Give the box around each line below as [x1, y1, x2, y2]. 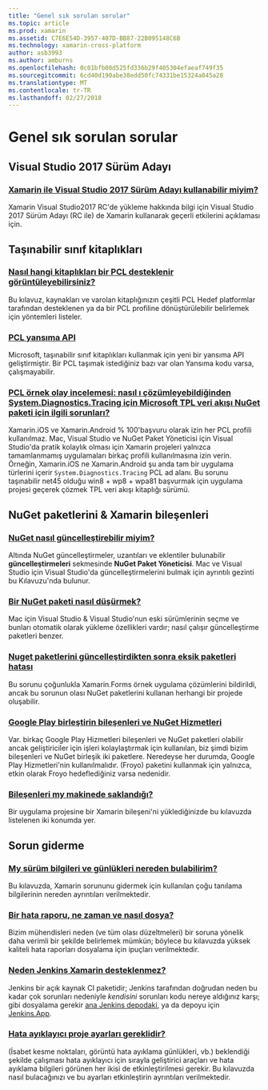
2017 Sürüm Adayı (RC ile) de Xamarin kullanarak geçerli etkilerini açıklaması [8, 211, 261, 220]
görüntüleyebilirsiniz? [8, 277, 96, 288]
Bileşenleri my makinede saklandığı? [8, 789, 154, 800]
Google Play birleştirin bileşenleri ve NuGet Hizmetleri [8, 717, 222, 728]
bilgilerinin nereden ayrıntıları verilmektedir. [8, 889, 150, 898]
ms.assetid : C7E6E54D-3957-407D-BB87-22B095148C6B [8, 34, 181, 42]
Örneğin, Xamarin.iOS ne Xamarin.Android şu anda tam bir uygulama [8, 459, 234, 469]
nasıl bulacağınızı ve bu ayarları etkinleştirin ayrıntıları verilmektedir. [8, 1072, 230, 1082]
